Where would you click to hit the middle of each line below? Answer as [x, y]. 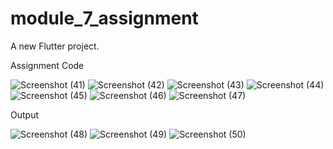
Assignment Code [47, 65]
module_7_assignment [104, 18]
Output [24, 114]
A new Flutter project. [55, 46]
